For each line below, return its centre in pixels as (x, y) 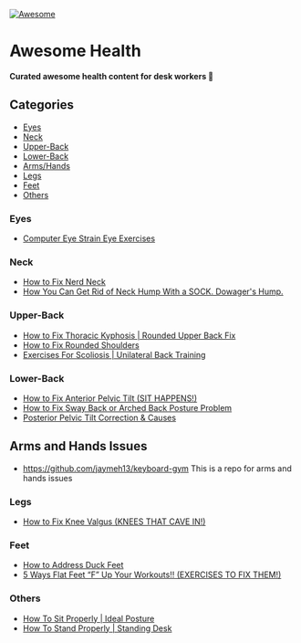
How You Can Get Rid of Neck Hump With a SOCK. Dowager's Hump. (153, 291)
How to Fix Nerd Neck (64, 282)
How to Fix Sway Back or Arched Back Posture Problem (127, 407)
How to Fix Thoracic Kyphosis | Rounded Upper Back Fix (129, 335)
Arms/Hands (47, 165)
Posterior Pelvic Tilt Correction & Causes (99, 417)
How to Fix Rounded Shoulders (81, 345)
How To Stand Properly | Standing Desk (97, 628)
